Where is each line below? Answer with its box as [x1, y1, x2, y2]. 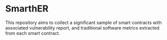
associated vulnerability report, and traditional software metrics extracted [5, 24, 159, 30]
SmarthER [5, 3, 49, 14]
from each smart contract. [5, 30, 60, 36]
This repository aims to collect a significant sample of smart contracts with [5, 19, 162, 25]
